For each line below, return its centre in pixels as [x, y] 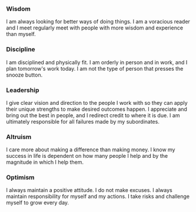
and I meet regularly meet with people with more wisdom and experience [95, 28]
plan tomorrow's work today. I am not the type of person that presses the [95, 68]
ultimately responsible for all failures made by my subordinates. [83, 121]
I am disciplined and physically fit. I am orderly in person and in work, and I [97, 62]
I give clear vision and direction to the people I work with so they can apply [97, 102]
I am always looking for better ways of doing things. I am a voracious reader [98, 22]
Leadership [23, 90]
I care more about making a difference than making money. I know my [91, 150]
